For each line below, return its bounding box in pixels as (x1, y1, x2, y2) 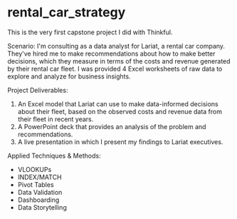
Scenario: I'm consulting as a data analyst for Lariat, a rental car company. (7, 41, 226, 50)
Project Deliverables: (7, 86, 68, 94)
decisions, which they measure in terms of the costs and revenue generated (7, 56, 231, 65)
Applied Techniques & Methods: (7, 151, 101, 160)
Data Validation (17, 188, 63, 196)
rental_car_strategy (7, 4, 126, 21)
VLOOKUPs (17, 165, 52, 173)
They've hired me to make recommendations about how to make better (7, 49, 216, 58)
